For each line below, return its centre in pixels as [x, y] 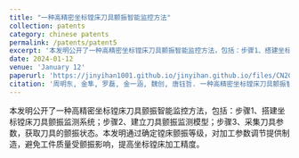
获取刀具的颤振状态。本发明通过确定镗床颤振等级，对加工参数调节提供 [153, 133]
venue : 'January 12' [48, 68]
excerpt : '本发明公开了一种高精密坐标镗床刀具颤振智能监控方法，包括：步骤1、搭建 [144, 51]
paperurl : [28, 76]
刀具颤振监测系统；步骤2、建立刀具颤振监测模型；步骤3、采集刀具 [154, 121]
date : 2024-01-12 [41, 59]
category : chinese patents [59, 34]
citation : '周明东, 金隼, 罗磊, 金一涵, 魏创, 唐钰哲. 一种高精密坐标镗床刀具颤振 [148, 84]
